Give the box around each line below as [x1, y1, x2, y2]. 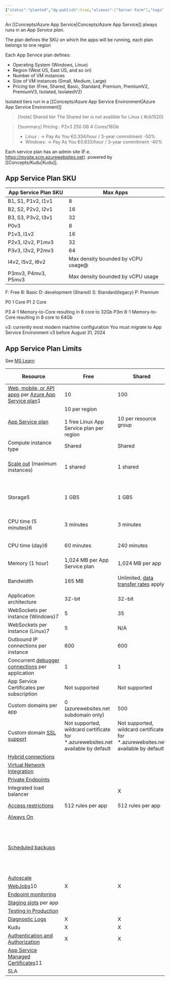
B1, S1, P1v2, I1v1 [8, 197, 53, 205]
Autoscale [8, 874, 32, 882]
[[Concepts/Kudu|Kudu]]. [5, 159, 58, 165]
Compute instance [8, 439, 52, 447]
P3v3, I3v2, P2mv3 [8, 247, 54, 254]
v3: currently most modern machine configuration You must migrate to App [5, 324, 162, 330]
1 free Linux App [64, 418, 104, 425]
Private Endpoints [8, 776, 50, 783]
